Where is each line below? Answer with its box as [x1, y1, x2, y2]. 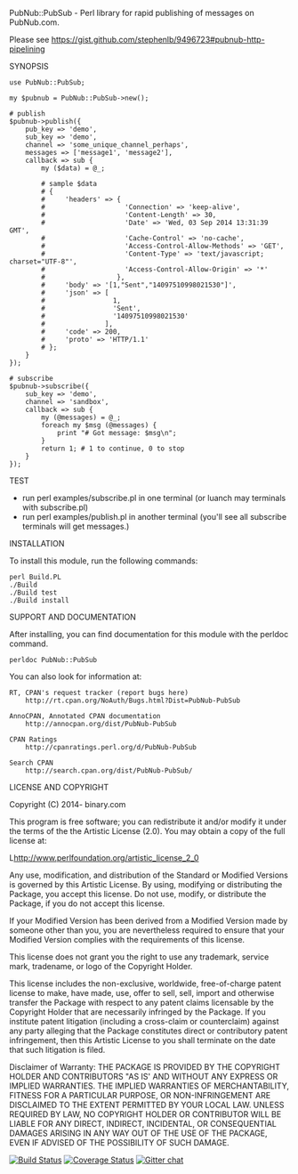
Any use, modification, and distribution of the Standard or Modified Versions [9, 870, 289, 880]
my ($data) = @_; [41, 164, 105, 173]
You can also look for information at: [9, 671, 142, 682]
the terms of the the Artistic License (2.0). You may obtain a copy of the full [9, 826, 286, 836]
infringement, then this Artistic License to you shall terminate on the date [9, 1035, 276, 1045]
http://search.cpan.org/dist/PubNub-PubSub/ [25, 766, 193, 775]
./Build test [9, 588, 58, 597]
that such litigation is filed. [9, 1045, 106, 1055]
